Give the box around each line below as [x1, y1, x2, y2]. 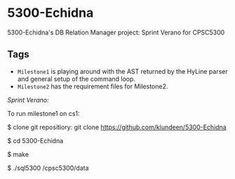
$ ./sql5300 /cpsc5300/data [7, 164, 89, 172]
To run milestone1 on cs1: [7, 109, 80, 117]
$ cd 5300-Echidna [7, 136, 64, 145]
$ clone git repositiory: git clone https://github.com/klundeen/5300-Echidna [7, 123, 227, 131]
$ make [7, 150, 29, 159]
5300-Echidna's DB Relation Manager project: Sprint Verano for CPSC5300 [7, 28, 225, 37]
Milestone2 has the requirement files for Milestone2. [17, 82, 168, 91]
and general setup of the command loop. [17, 74, 135, 83]
